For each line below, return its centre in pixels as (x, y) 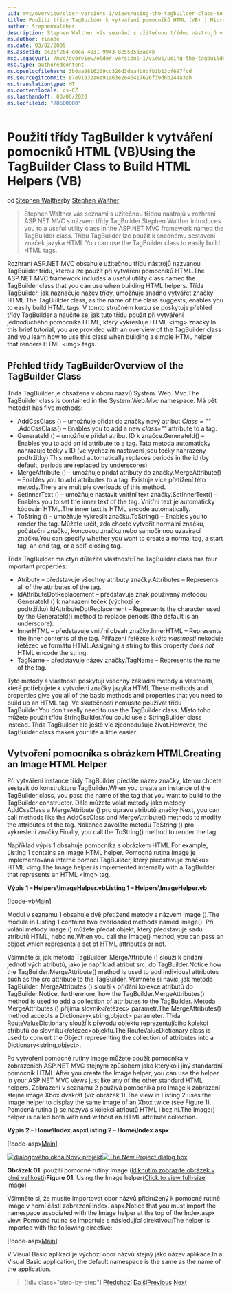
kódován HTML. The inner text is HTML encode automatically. (104, 509)
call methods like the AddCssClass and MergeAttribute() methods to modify (114, 818)
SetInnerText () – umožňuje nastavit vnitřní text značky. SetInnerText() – (117, 494)
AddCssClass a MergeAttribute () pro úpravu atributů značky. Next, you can (113, 810)
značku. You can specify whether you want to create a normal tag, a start (120, 538)
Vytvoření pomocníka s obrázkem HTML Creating (114, 754)
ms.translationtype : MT (41, 84)
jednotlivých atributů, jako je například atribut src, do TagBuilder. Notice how (114, 964)
